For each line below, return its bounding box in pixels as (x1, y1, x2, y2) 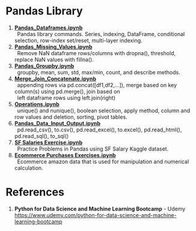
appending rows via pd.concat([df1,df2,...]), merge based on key (17, 81, 177, 88)
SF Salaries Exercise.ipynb (14, 139, 83, 146)
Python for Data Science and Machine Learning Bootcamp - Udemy (14, 205, 186, 212)
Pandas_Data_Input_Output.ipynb (14, 119, 100, 127)
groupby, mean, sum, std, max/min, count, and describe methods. (17, 68, 181, 76)
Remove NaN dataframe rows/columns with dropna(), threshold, (17, 49, 176, 56)
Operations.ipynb (14, 100, 60, 107)
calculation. (14, 164, 43, 172)
